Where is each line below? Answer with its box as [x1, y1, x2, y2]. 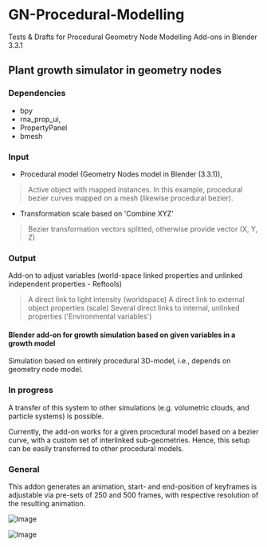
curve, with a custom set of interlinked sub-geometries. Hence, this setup [8, 435, 250, 445]
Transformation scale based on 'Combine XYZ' [19, 208, 174, 218]
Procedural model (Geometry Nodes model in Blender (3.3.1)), [19, 169, 223, 179]
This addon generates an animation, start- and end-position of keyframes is [8, 482, 257, 492]
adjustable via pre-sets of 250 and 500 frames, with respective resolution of [8, 490, 259, 500]
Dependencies [8, 88, 66, 99]
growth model [8, 338, 56, 348]
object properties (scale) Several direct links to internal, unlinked [27, 303, 241, 313]
